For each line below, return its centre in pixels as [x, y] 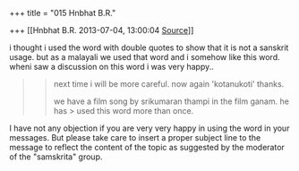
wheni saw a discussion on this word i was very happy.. [112, 67]
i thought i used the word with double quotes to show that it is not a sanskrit [149, 47]
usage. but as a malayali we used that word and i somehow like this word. [145, 57]
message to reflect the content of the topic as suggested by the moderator [147, 147]
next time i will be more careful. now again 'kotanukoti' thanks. [169, 84]
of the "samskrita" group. [56, 157]
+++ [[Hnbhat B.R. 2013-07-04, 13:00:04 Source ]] [102, 30]
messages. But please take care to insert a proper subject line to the [135, 137]
